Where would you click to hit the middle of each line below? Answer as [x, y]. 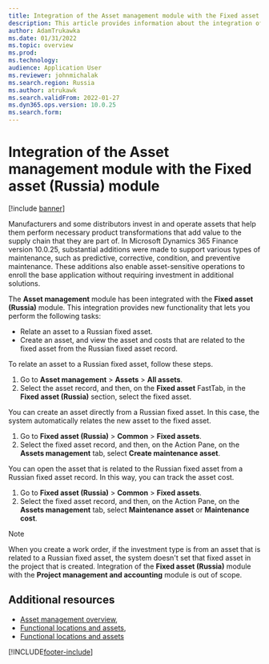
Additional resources [62, 600]
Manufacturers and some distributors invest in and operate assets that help [132, 223]
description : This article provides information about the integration [130, 23]
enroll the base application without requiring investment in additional [121, 275]
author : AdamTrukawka [44, 30]
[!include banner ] [37, 208]
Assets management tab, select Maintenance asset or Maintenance [134, 509]
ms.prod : [23, 53]
